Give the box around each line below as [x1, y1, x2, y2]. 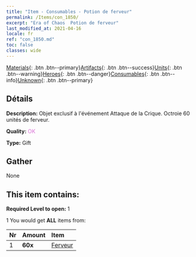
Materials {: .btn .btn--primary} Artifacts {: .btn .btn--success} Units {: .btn [6, 64, 182, 71]
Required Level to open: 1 [6, 205, 70, 212]
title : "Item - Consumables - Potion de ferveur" [6, 8, 133, 15]
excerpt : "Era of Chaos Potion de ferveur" [6, 20, 119, 26]
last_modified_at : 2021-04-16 [6, 25, 82, 32]
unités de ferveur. [6, 116, 50, 123]
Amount [22, 231, 46, 239]
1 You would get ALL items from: [6, 217, 86, 224]
